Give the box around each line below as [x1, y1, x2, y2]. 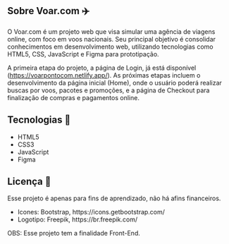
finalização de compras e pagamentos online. [7, 93, 140, 102]
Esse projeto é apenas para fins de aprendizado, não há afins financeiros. [7, 194, 221, 202]
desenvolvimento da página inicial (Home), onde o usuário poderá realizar [7, 78, 222, 87]
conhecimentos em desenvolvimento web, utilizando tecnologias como [7, 42, 213, 51]
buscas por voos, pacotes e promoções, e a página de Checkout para [7, 86, 210, 94]
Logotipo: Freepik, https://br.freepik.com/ [17, 215, 138, 224]
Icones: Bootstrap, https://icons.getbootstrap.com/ [17, 208, 166, 216]
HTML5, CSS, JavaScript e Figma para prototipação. [7, 49, 160, 58]
